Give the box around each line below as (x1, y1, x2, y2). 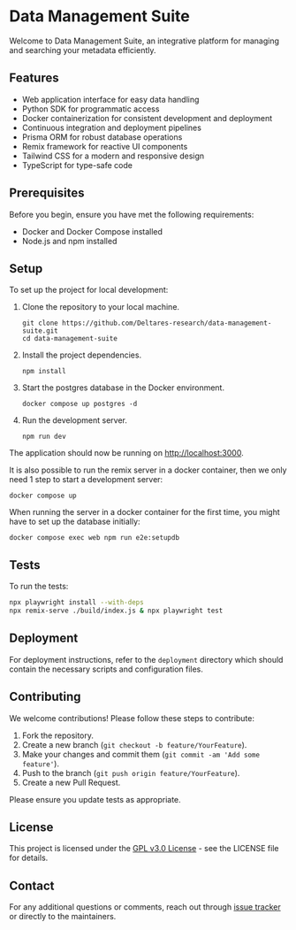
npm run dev (21, 432, 66, 442)
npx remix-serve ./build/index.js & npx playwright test (9, 606, 224, 616)
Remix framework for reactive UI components (21, 141, 188, 151)
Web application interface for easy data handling (21, 94, 200, 104)
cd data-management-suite (21, 334, 118, 343)
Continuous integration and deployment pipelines (21, 122, 201, 133)
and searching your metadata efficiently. (9, 44, 156, 55)
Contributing (9, 689, 81, 704)
